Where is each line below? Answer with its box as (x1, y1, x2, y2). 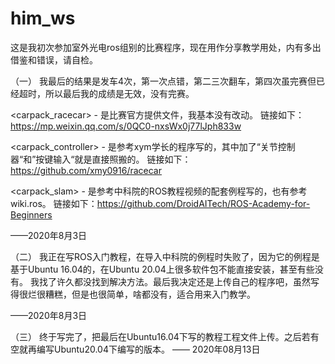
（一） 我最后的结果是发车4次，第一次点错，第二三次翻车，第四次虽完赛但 (10, 75, 317, 87)
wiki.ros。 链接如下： (10, 197, 98, 209)
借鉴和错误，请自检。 (10, 53, 98, 66)
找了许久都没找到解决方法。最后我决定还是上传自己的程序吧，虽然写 (38, 275, 320, 287)
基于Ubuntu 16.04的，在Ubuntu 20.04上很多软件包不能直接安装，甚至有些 (10, 263, 315, 275)
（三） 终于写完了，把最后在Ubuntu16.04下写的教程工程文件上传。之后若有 (10, 330, 320, 342)
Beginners (10, 208, 53, 221)
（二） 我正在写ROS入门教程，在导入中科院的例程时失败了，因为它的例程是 (10, 250, 320, 262)
